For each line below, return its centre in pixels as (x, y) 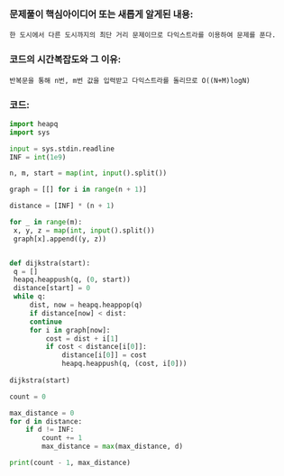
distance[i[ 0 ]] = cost (104, 355)
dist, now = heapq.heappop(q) (86, 305)
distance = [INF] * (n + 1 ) (62, 206)
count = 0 (28, 397)
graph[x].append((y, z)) (60, 239)
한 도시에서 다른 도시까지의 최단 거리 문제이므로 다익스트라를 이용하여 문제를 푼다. (143, 35)
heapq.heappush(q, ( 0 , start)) (72, 280)
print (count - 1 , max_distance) (70, 463)
